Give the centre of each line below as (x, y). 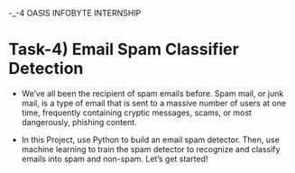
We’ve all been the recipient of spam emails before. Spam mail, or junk (152, 93)
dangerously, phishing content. (79, 122)
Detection (46, 69)
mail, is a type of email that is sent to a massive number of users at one (153, 103)
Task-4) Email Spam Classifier (124, 50)
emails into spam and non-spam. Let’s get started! (115, 159)
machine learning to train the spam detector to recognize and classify (151, 149)
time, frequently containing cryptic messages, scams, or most (136, 113)
